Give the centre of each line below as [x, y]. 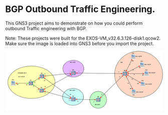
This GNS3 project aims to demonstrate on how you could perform [74, 23]
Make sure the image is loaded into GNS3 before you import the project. [79, 43]
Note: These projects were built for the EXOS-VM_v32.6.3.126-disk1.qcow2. [83, 38]
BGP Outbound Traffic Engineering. [80, 9]
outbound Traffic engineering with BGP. [46, 28]
